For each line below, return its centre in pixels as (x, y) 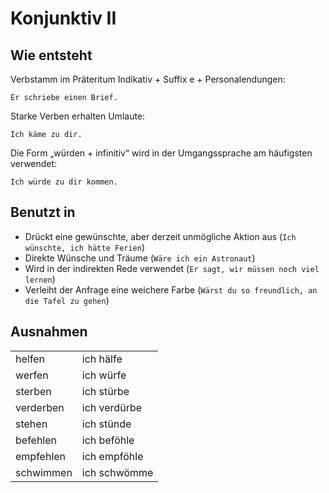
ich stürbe (105, 391)
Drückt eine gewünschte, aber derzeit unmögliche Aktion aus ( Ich (160, 236)
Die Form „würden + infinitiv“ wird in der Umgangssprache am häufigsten (161, 153)
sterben (33, 391)
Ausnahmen (49, 332)
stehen (31, 424)
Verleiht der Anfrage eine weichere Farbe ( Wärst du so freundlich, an (171, 289)
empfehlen (41, 456)
